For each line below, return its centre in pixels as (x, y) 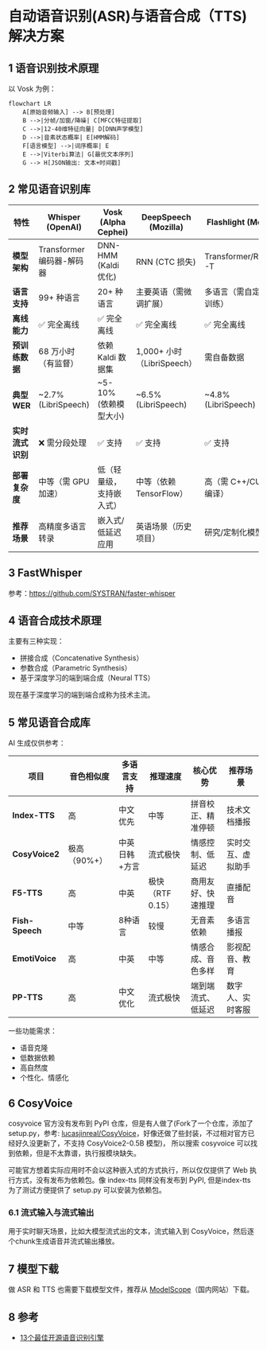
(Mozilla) (166, 227)
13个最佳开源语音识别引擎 (62, 1337)
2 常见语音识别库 (50, 189)
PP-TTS (28, 998)
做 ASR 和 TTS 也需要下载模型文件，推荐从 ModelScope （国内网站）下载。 (131, 1290)
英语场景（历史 (164, 526)
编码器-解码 (61, 261)
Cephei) (113, 231)
